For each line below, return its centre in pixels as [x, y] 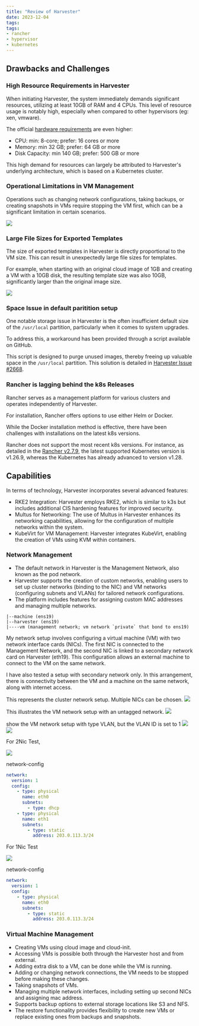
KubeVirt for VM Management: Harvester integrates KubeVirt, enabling [100, 533]
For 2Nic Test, [23, 741]
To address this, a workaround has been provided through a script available [98, 339]
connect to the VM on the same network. [56, 663]
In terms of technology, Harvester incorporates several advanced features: [97, 490]
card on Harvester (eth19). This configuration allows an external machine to [98, 657]
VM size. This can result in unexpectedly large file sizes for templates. [92, 258]
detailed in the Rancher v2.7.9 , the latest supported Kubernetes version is [96, 451]
